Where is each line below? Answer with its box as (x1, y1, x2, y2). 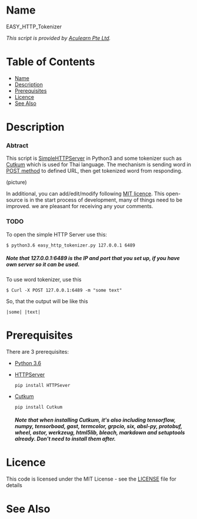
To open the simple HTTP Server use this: (6, 231, 108, 238)
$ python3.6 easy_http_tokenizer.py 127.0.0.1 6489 (6, 242, 135, 248)
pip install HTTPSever (14, 382, 71, 388)
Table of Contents (6, 55, 95, 68)
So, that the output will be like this (6, 297, 88, 304)
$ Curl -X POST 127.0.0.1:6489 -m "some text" (6, 287, 122, 293)
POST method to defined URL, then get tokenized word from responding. (6, 167, 183, 175)
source (6, 196, 24, 203)
